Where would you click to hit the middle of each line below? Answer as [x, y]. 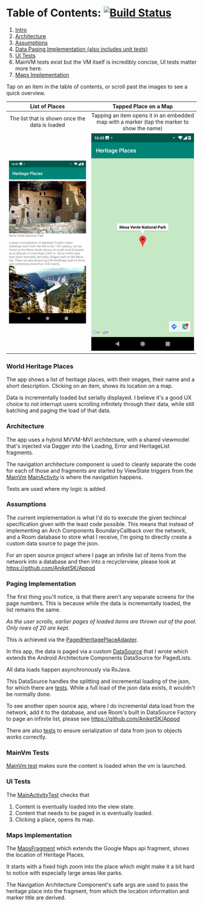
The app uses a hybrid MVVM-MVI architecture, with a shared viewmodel [98, 439]
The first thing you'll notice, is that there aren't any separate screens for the [100, 597]
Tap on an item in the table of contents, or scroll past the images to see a [97, 86]
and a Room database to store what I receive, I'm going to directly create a [99, 537]
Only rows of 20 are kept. [38, 628]
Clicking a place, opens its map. [55, 819]
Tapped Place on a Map [143, 107]
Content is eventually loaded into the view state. [75, 807]
